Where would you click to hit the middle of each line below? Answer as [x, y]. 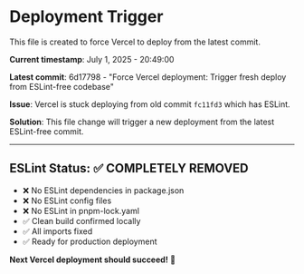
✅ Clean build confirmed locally [81, 220]
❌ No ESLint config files [67, 201]
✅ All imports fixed [57, 231]
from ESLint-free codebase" [62, 86]
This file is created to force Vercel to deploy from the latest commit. [135, 42]
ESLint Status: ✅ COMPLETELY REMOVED [129, 168]
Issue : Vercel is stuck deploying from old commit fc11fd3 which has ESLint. [150, 104]
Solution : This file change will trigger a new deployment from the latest [142, 122]
